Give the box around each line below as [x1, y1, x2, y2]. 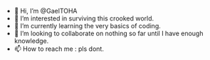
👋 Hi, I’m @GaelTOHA [14, 7, 78, 15]
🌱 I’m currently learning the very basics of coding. [14, 22, 162, 30]
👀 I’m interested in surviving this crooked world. [14, 14, 154, 23]
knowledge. [14, 37, 49, 45]
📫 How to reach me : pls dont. [14, 44, 105, 53]
